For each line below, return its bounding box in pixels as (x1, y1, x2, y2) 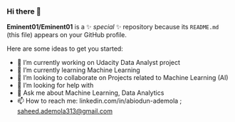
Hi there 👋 (6, 6, 42, 16)
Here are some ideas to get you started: (6, 44, 124, 53)
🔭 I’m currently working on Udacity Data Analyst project (16, 59, 181, 67)
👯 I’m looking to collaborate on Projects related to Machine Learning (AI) (16, 73, 229, 82)
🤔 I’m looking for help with (16, 81, 94, 90)
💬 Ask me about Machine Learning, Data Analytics (16, 88, 164, 97)
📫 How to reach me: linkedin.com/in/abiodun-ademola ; (16, 96, 182, 106)
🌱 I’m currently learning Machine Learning (16, 66, 140, 74)
